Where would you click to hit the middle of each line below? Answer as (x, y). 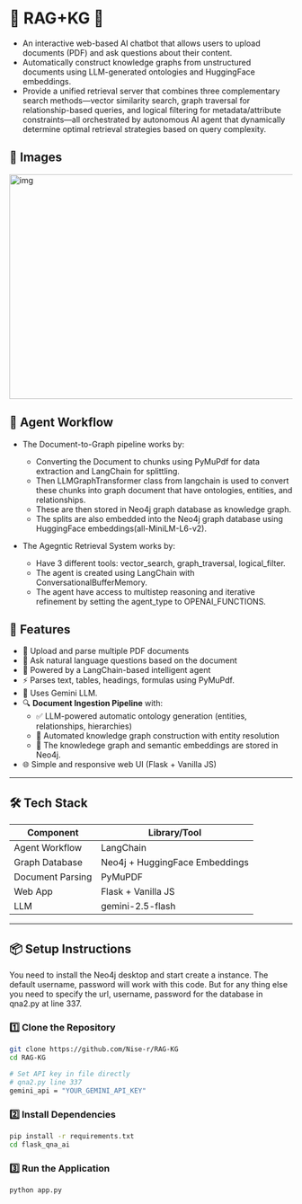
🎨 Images (36, 158)
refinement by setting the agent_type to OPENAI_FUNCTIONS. (151, 601)
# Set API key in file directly (70, 1074)
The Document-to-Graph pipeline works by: (103, 444)
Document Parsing (53, 877)
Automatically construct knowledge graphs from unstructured (137, 62)
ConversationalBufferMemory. (92, 582)
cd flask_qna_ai (40, 1145)
